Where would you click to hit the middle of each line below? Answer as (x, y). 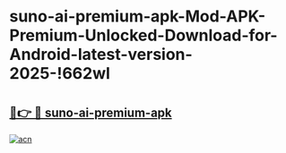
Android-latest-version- (101, 55)
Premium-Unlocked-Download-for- (143, 35)
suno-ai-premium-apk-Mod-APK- (138, 17)
